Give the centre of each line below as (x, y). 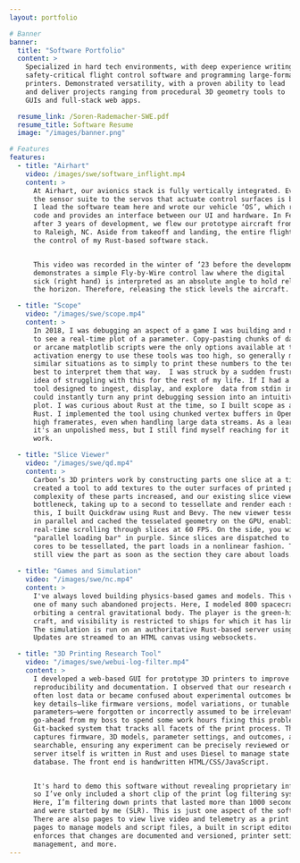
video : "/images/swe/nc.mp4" (79, 580)
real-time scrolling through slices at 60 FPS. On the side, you (157, 529)
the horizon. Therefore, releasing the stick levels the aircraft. (161, 290)
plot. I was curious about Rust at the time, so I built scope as (159, 405)
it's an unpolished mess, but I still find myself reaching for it (161, 430)
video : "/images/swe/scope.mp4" (85, 314)
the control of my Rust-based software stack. (121, 241)
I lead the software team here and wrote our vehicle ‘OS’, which (159, 207)
